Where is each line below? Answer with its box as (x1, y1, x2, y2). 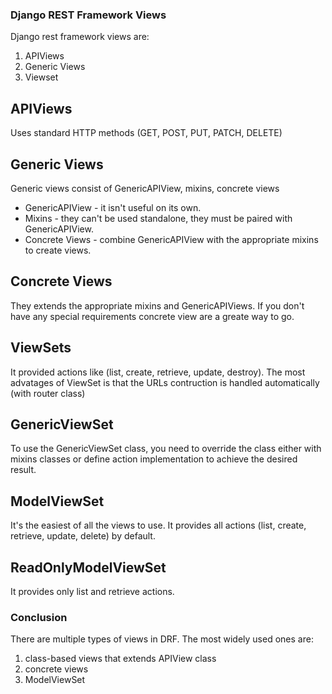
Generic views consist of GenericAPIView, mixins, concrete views (10, 182, 280, 194)
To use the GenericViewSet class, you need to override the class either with (10, 443, 322, 455)
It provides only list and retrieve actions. (10, 585, 175, 597)
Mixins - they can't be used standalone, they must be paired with (24, 212, 293, 224)
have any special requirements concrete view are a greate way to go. (10, 310, 295, 322)
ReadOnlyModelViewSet (10, 559, 167, 576)
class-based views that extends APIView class (24, 653, 217, 665)
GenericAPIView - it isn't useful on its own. (24, 201, 202, 213)
